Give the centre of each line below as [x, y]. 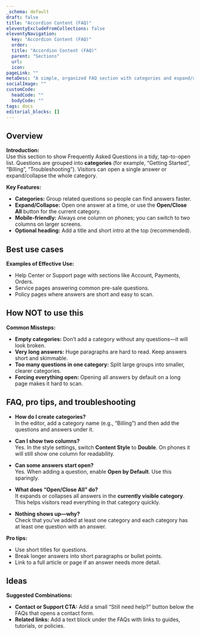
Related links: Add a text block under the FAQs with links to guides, [97, 619]
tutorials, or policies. [40, 626]
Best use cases [35, 249]
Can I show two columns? [47, 441]
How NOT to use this [45, 313]
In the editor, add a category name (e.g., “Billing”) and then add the [97, 423]
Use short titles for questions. [51, 550]
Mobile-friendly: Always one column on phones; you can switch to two [102, 218]
